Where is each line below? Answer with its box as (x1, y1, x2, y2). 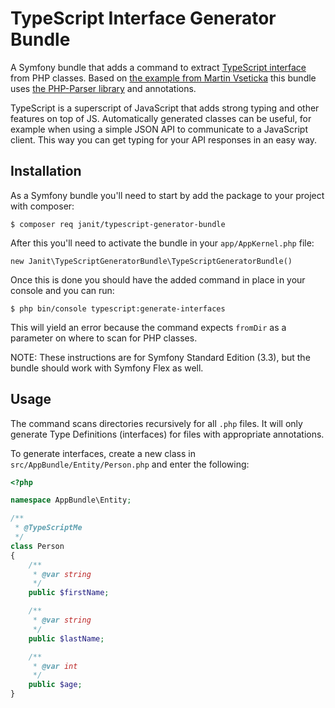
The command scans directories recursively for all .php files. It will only (10, 417, 303, 429)
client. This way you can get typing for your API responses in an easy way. (10, 133, 318, 146)
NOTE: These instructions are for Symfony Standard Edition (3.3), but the (10, 351, 311, 363)
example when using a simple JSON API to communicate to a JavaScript (10, 123, 308, 135)
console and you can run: (10, 284, 115, 296)
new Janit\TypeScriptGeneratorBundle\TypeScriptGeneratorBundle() (10, 256, 293, 266)
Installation (10, 163, 82, 180)
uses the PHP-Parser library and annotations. (10, 82, 197, 94)
